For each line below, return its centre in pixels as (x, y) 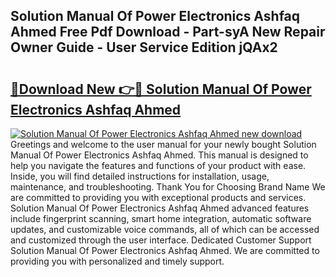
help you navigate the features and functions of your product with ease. (158, 165)
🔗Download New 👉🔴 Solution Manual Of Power (161, 89)
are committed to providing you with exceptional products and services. (158, 197)
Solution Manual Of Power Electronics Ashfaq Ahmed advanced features (160, 208)
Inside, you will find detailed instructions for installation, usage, (140, 176)
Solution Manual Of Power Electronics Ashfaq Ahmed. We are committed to (165, 250)
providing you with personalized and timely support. (117, 261)
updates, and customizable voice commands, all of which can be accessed (165, 229)
